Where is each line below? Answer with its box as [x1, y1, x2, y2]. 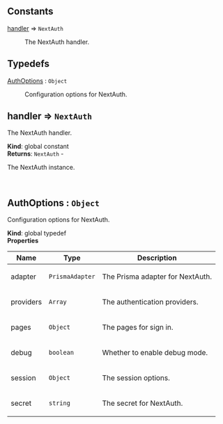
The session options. [102, 373, 171, 383]
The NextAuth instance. [7, 163, 75, 172]
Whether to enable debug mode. [102, 348, 208, 358]
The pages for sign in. [102, 323, 174, 332]
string [48, 400, 71, 407]
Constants [7, 6, 54, 17]
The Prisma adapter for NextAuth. [102, 272, 213, 282]
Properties [7, 237, 39, 245]
